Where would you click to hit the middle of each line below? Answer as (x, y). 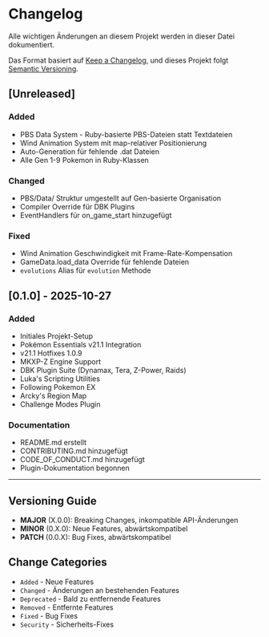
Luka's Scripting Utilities (60, 379)
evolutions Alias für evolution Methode (85, 270)
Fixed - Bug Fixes (49, 615)
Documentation (39, 424)
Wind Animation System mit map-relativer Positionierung (113, 143)
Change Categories (58, 562)
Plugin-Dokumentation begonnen (75, 468)
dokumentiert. (31, 44)
